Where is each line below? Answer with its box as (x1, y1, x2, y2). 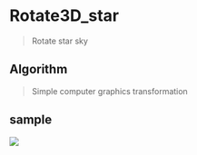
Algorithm (9, 62, 68, 77)
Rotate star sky (31, 35, 89, 46)
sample (9, 112, 53, 128)
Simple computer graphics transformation (31, 85, 188, 96)
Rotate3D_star (9, 5, 120, 26)
